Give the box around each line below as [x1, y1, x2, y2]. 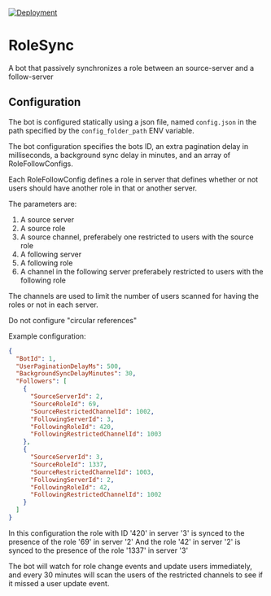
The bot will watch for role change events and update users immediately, [8, 561, 252, 571]
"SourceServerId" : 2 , [29, 392, 104, 401]
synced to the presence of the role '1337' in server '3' [8, 546, 189, 555]
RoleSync [8, 37, 75, 55]
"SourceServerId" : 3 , [29, 453, 104, 461]
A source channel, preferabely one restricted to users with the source [20, 232, 254, 242]
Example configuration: [8, 331, 87, 341]
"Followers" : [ [15, 377, 68, 386]
